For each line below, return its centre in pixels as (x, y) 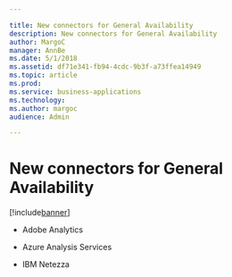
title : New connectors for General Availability (101, 25)
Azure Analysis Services (67, 248)
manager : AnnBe (37, 50)
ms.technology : (37, 100)
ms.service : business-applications (75, 92)
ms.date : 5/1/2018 (43, 59)
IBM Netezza (46, 264)
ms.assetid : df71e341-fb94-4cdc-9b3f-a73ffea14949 (105, 67)
